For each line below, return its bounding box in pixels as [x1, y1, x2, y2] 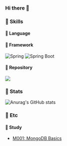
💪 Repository [5, 65, 32, 71]
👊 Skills [5, 18, 23, 25]
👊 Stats [5, 88, 23, 95]
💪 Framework [5, 42, 33, 48]
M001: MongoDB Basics [12, 135, 62, 141]
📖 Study [5, 124, 22, 130]
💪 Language [5, 30, 31, 37]
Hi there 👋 [5, 5, 30, 12]
